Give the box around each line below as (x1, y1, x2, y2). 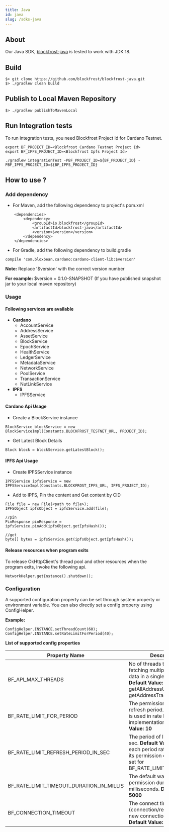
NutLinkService (20, 381, 52, 387)
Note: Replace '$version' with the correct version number (5, 266, 125, 272)
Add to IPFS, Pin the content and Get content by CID (12, 492, 121, 498)
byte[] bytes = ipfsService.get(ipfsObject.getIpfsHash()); (5, 536, 134, 542)
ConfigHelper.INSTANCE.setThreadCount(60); (5, 627, 98, 632)
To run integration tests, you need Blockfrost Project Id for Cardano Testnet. (5, 135, 162, 141)
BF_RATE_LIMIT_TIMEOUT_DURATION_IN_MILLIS (8, 782, 124, 789)
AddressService (20, 328, 54, 334)
